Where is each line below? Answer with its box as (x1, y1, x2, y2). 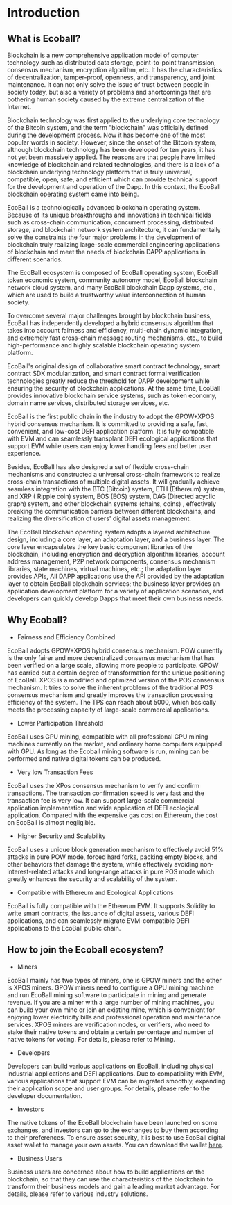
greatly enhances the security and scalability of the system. (7, 874, 178, 883)
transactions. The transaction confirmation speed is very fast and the (7, 789, 204, 797)
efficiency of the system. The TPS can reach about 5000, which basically (7, 698, 217, 706)
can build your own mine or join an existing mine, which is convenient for (7, 1006, 215, 1014)
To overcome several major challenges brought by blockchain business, (7, 311, 213, 320)
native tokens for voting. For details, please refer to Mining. (7, 1035, 175, 1043)
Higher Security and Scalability (17, 832, 106, 840)
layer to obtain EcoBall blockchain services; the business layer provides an (7, 580, 220, 588)
